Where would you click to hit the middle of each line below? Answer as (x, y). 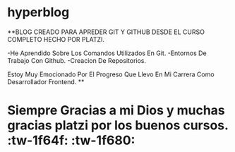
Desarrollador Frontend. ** (46, 81)
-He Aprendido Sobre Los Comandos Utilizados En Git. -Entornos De (107, 53)
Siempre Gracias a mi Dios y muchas (116, 111)
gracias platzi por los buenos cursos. (118, 125)
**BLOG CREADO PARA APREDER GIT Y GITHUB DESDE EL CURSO (106, 32)
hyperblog (38, 12)
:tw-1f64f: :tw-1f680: (71, 140)
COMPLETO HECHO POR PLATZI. (56, 39)
